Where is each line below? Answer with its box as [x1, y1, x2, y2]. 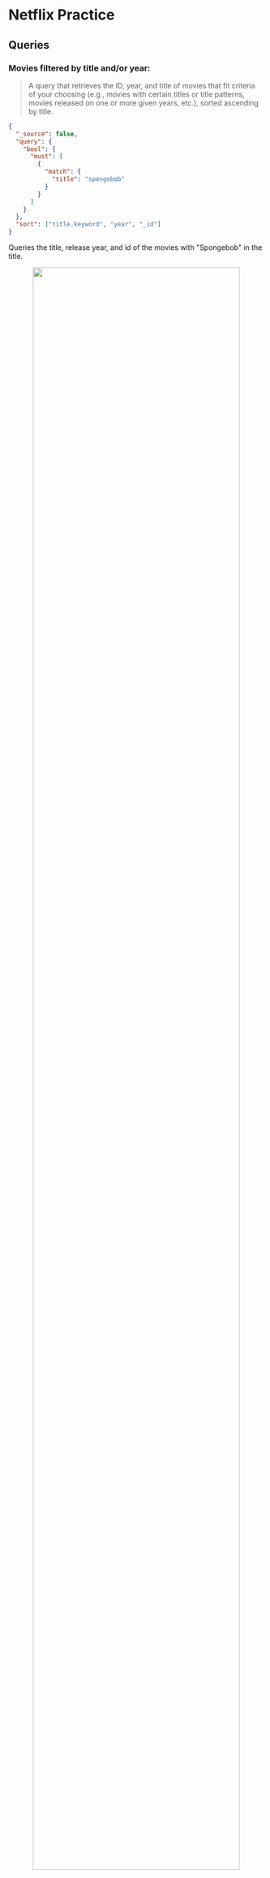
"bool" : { [23, 144, 57, 153]
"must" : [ [29, 153, 63, 161]
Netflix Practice [8, 6, 115, 24]
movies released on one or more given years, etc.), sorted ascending [28, 97, 259, 107]
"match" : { [44, 168, 82, 176]
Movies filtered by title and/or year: [8, 62, 151, 74]
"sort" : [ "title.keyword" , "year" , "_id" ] [15, 221, 161, 229]
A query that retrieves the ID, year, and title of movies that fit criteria [28, 80, 255, 90]
